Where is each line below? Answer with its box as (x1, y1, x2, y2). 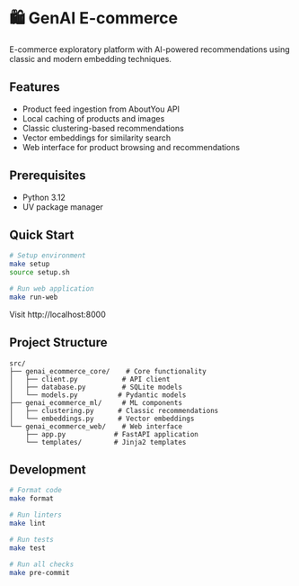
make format (9, 494, 54, 503)
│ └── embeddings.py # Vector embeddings (9, 414, 195, 423)
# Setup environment (9, 251, 87, 260)
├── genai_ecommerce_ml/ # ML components (9, 398, 182, 407)
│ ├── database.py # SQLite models (9, 383, 182, 392)
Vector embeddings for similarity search (22, 132, 171, 143)
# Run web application (9, 284, 94, 293)
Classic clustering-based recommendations (22, 122, 184, 133)
